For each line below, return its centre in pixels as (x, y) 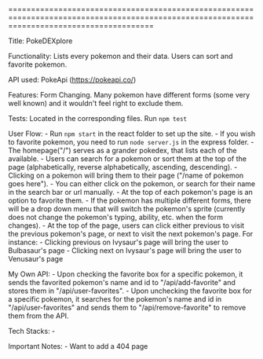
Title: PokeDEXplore (40, 41)
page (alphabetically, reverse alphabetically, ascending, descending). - (123, 167)
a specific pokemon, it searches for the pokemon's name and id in (115, 299)
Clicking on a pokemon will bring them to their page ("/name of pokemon (126, 175)
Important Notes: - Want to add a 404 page (78, 346)
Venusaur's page (36, 259)
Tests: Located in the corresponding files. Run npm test (98, 118)
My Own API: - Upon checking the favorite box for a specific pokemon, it (126, 274)
